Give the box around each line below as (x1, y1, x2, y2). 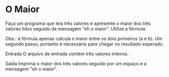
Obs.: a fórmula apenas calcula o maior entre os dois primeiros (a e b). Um (5, 35, 162, 42)
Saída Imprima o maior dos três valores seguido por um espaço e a (5, 60, 147, 66)
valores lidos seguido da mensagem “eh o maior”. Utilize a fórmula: (5, 25, 147, 31)
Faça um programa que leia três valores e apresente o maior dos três (5, 20, 151, 26)
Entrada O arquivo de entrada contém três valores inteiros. (5, 51, 129, 57)
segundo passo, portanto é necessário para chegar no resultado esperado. (5, 41, 164, 47)
